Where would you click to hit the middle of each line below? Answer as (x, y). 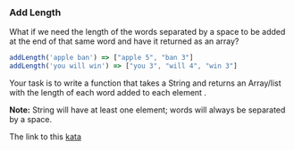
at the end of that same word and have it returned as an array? (124, 41)
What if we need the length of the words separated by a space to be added (147, 32)
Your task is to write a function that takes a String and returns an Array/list (145, 83)
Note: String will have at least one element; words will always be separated (147, 110)
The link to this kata (46, 137)
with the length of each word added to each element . (108, 93)
